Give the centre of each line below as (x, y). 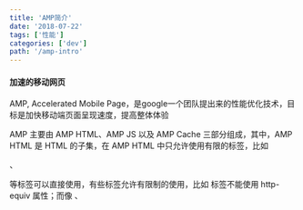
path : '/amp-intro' (46, 52)
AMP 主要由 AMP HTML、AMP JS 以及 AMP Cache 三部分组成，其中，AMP (151, 135)
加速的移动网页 (37, 82)
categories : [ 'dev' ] (49, 43)
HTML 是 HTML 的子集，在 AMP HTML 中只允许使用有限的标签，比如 (139, 145)
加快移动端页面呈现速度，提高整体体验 (97, 115)
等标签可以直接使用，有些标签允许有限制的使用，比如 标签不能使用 (134, 185)
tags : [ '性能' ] (37, 35)
